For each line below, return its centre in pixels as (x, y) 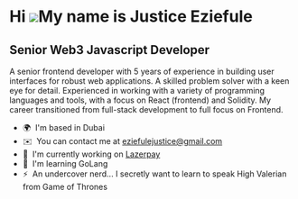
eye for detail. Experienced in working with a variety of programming (137, 90)
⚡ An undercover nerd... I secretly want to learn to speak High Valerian (154, 174)
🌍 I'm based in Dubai (64, 127)
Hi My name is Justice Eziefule (131, 17)
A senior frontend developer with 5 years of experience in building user (142, 71)
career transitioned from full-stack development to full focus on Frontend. (146, 109)
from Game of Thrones (65, 187)
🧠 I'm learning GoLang (65, 163)
